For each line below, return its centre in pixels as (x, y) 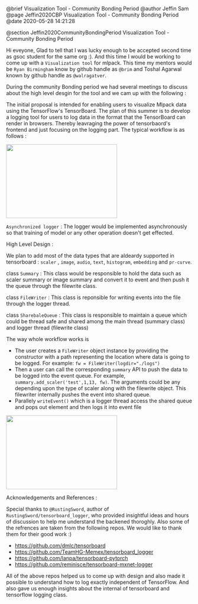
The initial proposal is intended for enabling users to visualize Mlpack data (97, 105)
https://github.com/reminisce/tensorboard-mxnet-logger (84, 564)
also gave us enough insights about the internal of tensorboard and (88, 588)
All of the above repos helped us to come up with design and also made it (95, 576)
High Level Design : (30, 244)
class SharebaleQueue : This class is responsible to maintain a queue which (97, 315)
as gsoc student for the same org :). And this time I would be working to (93, 56)
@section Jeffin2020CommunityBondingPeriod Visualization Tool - (88, 33)
